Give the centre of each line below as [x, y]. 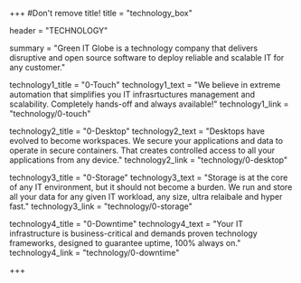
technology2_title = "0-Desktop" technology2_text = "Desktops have [137, 131]
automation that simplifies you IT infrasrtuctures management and [132, 94]
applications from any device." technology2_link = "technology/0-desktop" [148, 160]
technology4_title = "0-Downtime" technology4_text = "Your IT [127, 224]
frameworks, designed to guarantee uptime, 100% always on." [125, 243]
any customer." [38, 67]
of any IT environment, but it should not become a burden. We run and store [151, 187]
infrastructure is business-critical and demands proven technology [133, 233]
